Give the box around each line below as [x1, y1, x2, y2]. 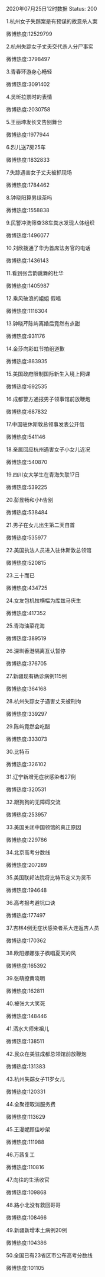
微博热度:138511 [6, 1038, 44, 1045]
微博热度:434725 [6, 584, 48, 591]
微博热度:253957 [6, 811, 47, 818]
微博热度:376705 [6, 660, 47, 667]
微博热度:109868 [6, 1189, 47, 1196]
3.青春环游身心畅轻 [6, 68, 52, 75]
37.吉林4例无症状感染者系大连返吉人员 [6, 924, 99, 932]
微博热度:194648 [6, 886, 47, 894]
